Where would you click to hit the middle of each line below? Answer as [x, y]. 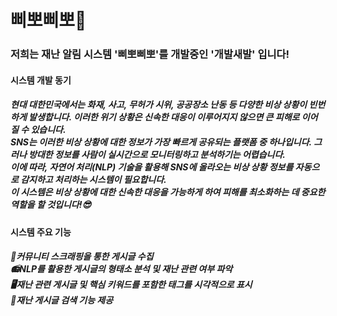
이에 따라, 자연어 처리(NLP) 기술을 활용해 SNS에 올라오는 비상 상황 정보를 [152, 167]
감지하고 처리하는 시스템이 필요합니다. [93, 180]
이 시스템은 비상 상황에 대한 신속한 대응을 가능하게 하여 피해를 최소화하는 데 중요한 [168, 192]
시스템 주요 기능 [41, 232]
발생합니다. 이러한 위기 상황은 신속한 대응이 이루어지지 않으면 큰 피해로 [164, 117]
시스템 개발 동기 [41, 80]
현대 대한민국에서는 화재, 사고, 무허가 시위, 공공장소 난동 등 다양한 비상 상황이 [159, 105]
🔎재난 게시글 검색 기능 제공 [62, 300]
